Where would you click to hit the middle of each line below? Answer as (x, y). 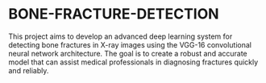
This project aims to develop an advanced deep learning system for (121, 36)
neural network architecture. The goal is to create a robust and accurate (128, 53)
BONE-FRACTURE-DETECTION (114, 14)
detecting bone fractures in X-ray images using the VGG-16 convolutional (130, 44)
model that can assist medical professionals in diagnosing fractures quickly (133, 62)
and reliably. (29, 70)
